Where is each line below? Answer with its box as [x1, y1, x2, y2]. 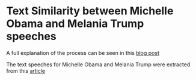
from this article [6, 67, 46, 74]
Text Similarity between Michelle [6, 4, 174, 18]
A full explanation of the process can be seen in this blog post [6, 49, 159, 56]
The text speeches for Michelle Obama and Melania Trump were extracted [6, 61, 191, 68]
